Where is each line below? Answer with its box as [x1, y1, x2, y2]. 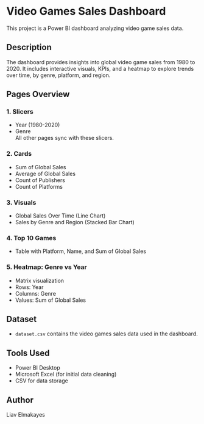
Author [6, 395, 33, 405]
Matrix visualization [15, 277, 65, 284]
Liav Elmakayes [6, 411, 46, 419]
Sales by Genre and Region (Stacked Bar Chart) [15, 219, 135, 226]
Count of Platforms [15, 183, 63, 190]
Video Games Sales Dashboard [6, 4, 166, 18]
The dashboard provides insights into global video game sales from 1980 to [6, 58, 195, 65]
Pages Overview [6, 89, 70, 100]
